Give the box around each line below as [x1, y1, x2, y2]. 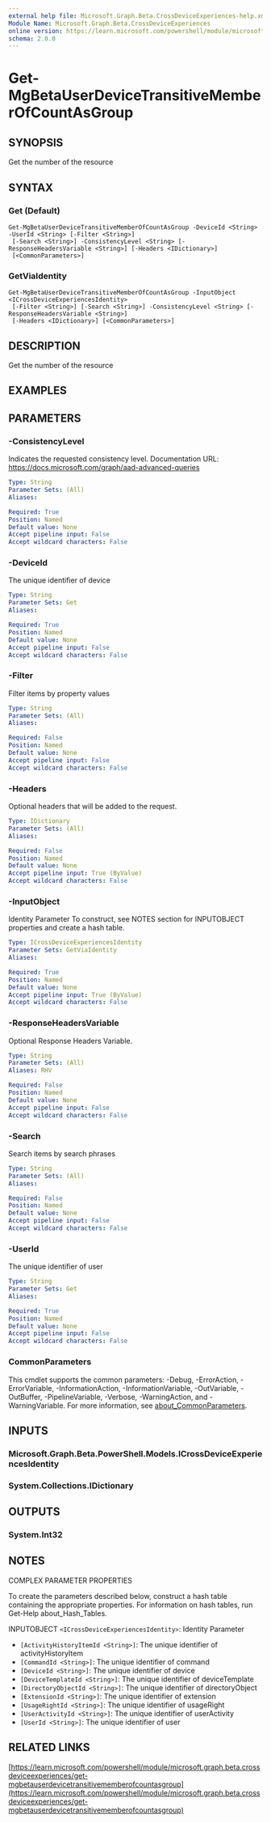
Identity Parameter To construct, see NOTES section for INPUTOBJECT [8, 914, 244, 924]
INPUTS [8, 1423, 48, 1437]
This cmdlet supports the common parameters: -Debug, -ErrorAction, [8, 1375, 240, 1384]
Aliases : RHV [8, 1066, 52, 1075]
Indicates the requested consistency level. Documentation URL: [8, 454, 219, 464]
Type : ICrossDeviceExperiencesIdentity [8, 939, 143, 947]
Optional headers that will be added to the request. [8, 802, 177, 812]
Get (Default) [8, 205, 60, 216]
